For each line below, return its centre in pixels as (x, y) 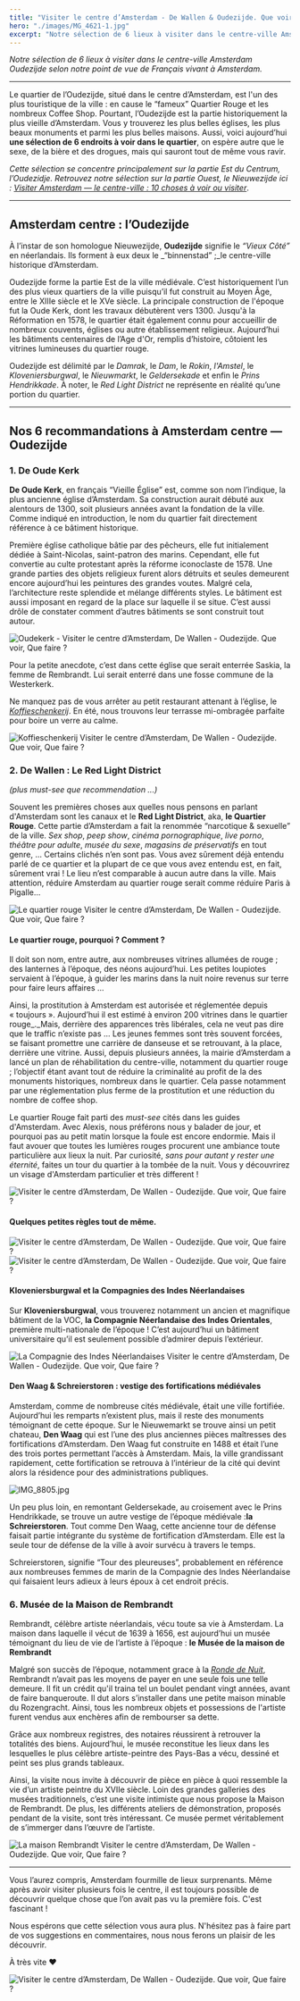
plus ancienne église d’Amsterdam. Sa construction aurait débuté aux (137, 499)
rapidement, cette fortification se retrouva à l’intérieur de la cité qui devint (145, 1462)
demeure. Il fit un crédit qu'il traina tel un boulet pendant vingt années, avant (150, 1688)
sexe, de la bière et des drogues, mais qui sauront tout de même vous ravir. (148, 152)
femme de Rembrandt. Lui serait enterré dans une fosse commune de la (142, 674)
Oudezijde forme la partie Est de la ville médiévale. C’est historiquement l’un (149, 282)
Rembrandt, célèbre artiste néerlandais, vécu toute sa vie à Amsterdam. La (146, 1624)
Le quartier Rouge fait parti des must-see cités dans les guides (125, 1118)
